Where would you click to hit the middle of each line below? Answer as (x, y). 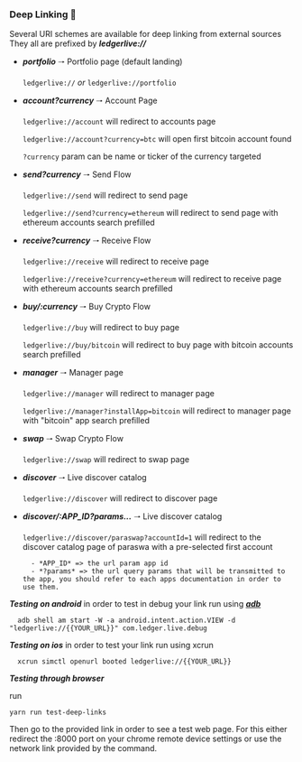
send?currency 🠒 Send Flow (77, 174)
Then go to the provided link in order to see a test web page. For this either (148, 729)
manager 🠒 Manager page (73, 373)
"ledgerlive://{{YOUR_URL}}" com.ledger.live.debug (108, 628)
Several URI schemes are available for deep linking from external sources (146, 34)
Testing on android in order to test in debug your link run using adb (135, 604)
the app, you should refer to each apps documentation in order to (151, 580)
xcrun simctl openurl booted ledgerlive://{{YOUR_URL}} (124, 662)
